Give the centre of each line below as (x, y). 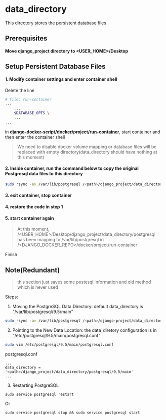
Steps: (12, 297)
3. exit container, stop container (39, 195)
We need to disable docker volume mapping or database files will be (87, 147)
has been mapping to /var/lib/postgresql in (61, 240)
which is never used (38, 287)
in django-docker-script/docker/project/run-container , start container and (83, 132)
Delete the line (20, 90)
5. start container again (30, 218)
